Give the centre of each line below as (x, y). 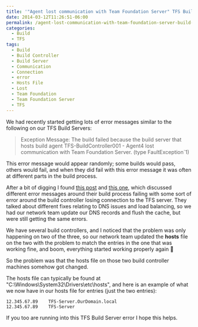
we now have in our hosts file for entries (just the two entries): (82, 290)
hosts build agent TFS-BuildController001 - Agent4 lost (87, 146)
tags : (13, 45)
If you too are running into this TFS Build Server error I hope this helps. (92, 318)
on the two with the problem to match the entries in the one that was (89, 243)
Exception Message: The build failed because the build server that (101, 139)
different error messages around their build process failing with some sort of (99, 194)
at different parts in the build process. (52, 176)
